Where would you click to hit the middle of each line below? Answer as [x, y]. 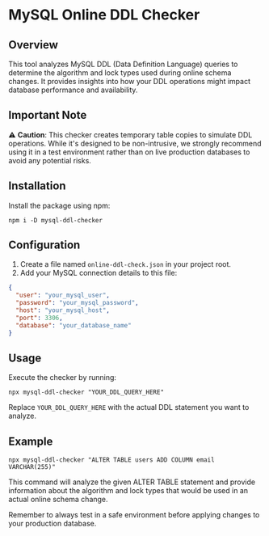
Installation [37, 186]
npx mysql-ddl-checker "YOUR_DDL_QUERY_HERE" [86, 393]
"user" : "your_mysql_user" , [63, 295]
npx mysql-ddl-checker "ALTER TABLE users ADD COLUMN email [112, 460]
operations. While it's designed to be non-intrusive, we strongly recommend [135, 143]
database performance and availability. [73, 90]
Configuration [44, 245]
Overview [34, 45]
